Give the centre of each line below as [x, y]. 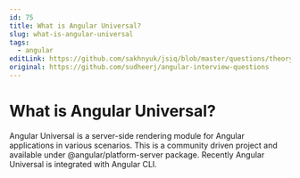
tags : [19, 42]
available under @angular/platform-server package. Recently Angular [137, 154]
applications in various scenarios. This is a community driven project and [144, 145]
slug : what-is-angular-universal [71, 34]
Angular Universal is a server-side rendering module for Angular [127, 135]
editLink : [28, 59]
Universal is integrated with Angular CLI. [83, 164]
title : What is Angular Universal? [75, 26]
